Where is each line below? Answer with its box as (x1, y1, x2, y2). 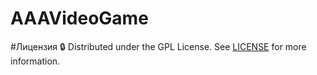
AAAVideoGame (10, 7, 149, 30)
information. (10, 55, 61, 67)
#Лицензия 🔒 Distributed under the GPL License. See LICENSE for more (10, 40, 307, 52)
